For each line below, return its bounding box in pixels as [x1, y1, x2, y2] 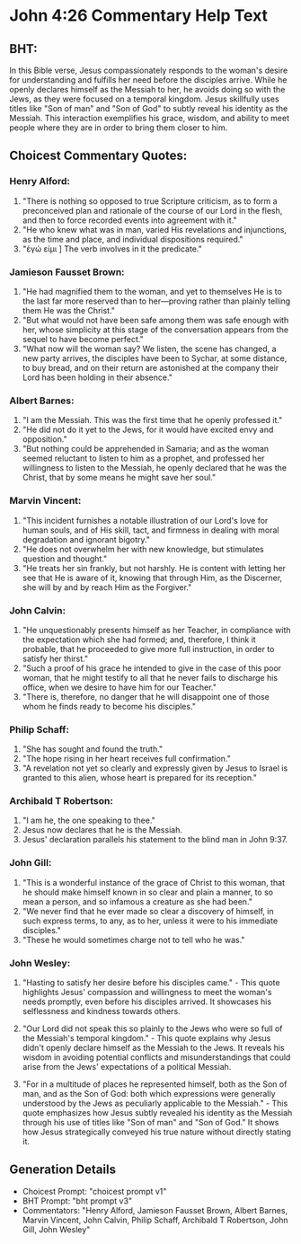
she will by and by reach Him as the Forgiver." [22, 581, 192, 593]
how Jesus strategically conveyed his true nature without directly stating [22, 1126, 292, 1137]
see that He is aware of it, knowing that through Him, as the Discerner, [22, 572, 283, 583]
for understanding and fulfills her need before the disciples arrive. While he [9, 75, 288, 85]
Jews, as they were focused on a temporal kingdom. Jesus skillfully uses [9, 93, 280, 104]
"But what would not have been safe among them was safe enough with [22, 314, 289, 325]
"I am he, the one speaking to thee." [22, 815, 155, 826]
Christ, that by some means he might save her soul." [22, 472, 217, 483]
